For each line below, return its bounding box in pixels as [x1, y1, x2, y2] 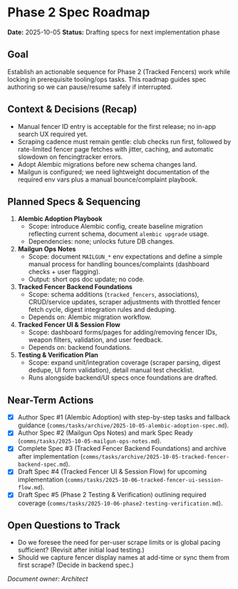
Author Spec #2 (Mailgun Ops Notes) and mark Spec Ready [17, 429, 194, 437]
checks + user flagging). [28, 268, 101, 276]
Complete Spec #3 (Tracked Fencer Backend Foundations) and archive [17, 444, 227, 453]
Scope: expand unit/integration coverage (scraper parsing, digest [28, 358, 221, 367]
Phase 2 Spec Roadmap [7, 4, 150, 21]
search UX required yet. [17, 130, 88, 138]
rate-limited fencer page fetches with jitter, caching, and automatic [17, 145, 214, 153]
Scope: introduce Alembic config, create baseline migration [28, 222, 203, 231]
